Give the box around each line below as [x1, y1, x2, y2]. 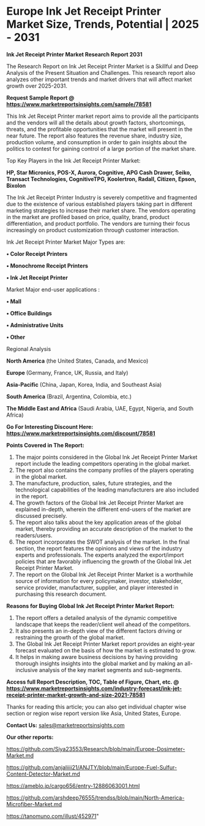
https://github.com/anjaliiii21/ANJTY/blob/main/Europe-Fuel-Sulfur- [6, 763, 177, 771]
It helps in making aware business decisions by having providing [15, 653, 178, 660]
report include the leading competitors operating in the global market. [15, 460, 191, 467]
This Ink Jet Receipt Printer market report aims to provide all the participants [6, 112, 199, 120]
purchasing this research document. [15, 590, 107, 598]
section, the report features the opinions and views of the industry [15, 544, 182, 552]
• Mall [6, 298, 21, 305]
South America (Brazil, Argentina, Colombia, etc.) [6, 393, 132, 400]
